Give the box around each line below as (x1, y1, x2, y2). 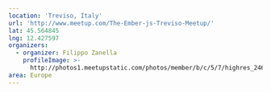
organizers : (8, 42, 48, 50)
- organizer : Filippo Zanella (15, 49, 117, 57)
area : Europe (8, 71, 52, 79)
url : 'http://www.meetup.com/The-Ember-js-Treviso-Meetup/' (8, 19, 215, 27)
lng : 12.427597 (8, 34, 60, 42)
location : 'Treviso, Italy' (8, 11, 103, 20)
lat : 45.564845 (8, 26, 60, 34)
